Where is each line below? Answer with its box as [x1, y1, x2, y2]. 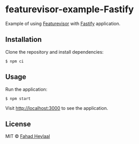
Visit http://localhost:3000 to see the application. [5, 105, 108, 111]
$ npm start [5, 96, 31, 101]
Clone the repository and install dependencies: [5, 49, 104, 55]
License [5, 119, 31, 128]
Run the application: [5, 86, 48, 92]
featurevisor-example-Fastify [5, 4, 134, 15]
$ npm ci [5, 59, 24, 64]
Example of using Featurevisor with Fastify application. [5, 20, 121, 27]
